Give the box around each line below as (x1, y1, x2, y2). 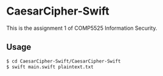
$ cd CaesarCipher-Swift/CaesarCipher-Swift (6, 58, 121, 64)
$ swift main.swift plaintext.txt (6, 64, 94, 70)
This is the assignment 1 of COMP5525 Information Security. (6, 24, 158, 32)
